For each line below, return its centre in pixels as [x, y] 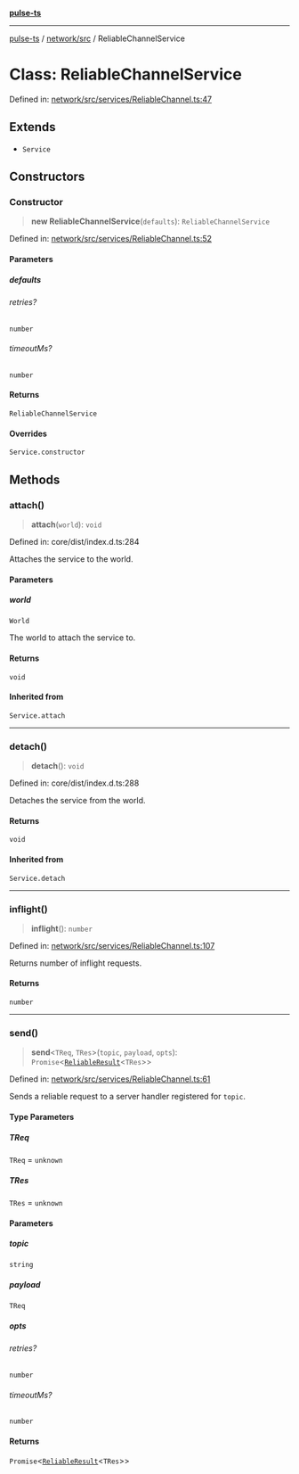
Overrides [28, 433]
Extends [32, 127]
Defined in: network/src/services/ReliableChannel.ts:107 [112, 945]
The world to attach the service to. [73, 638]
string [21, 1265]
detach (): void [57, 766]
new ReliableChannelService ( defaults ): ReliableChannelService [150, 221]
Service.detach [37, 878]
